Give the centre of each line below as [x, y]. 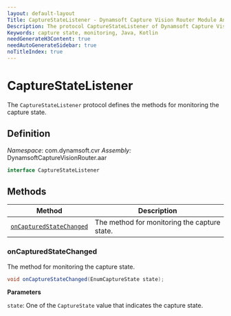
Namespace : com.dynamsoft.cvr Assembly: [69, 150]
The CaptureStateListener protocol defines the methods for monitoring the [113, 104]
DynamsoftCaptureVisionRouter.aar [57, 157]
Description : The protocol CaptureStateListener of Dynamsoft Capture [110, 26]
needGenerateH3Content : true [49, 39]
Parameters [24, 292]
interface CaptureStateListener [53, 170]
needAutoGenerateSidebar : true [52, 45]
